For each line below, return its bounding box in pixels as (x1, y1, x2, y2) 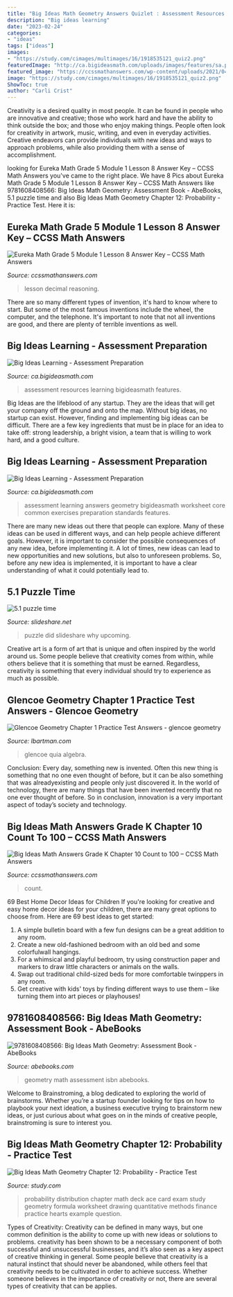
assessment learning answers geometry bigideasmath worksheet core (24, 500, 225, 510)
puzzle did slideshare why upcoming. (24, 632, 131, 640)
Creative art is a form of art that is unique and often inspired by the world (7, 645, 216, 653)
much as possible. (7, 674, 60, 683)
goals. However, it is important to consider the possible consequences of (7, 537, 216, 545)
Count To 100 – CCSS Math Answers (7, 831, 167, 843)
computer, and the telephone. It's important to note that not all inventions (7, 313, 216, 321)
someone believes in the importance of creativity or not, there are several (7, 1274, 217, 1282)
